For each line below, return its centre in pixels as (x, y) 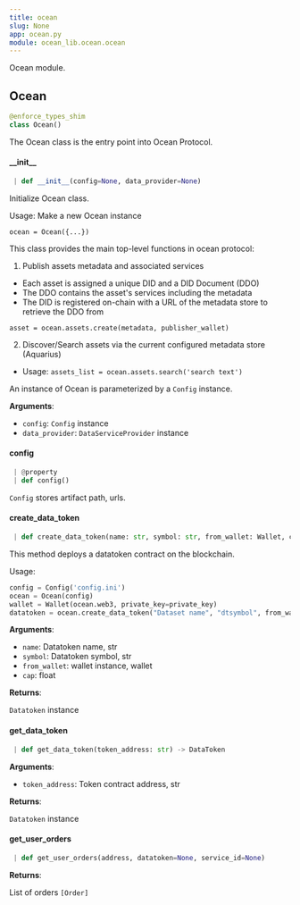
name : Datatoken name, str (70, 647)
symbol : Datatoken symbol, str (77, 657)
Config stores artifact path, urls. (68, 498)
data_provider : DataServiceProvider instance (105, 432)
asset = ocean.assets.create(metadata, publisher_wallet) (119, 328)
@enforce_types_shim (48, 117)
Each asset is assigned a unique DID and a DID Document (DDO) (141, 283)
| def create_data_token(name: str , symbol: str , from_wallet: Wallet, (149, 537)
